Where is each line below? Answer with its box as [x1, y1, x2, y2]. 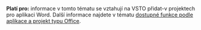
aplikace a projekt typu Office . [6, 18, 81, 24]
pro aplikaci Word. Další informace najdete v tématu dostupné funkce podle [6, 11, 194, 18]
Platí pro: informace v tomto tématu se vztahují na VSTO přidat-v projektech [6, 5, 196, 12]
